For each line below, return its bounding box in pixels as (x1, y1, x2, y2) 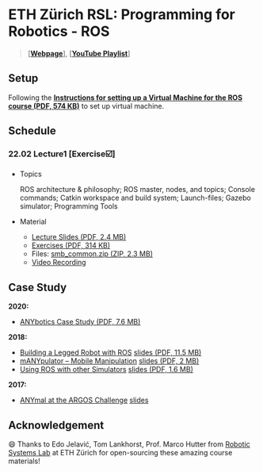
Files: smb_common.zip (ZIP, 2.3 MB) (31, 249, 153, 259)
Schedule (8, 125, 57, 138)
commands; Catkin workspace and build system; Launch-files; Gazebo (19, 193, 251, 203)
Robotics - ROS (8, 22, 110, 40)
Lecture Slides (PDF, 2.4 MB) (31, 232, 127, 242)
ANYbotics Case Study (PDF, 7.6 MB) (19, 317, 141, 327)
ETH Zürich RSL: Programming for (8, 6, 236, 24)
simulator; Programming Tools (19, 201, 118, 211)
